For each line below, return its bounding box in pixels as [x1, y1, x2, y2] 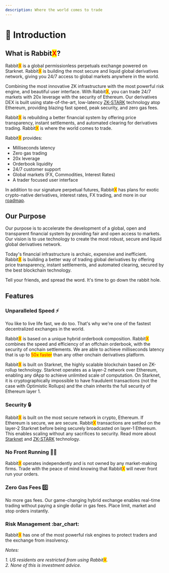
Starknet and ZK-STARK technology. [5, 436, 81, 442]
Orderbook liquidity [12, 161, 53, 167]
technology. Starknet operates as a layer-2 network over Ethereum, [18, 367, 158, 373]
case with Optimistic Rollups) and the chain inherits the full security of [5, 383, 151, 389]
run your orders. [5, 471, 39, 477]
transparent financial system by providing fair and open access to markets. [5, 231, 161, 237]
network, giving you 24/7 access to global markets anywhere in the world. [5, 73, 159, 79]
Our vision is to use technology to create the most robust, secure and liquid [5, 236, 162, 242]
